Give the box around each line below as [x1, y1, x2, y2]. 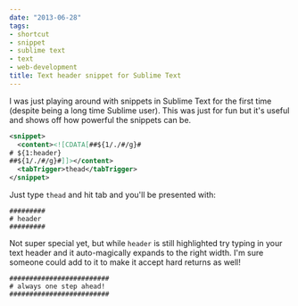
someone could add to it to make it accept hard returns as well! [9, 257, 241, 268]
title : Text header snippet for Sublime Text [9, 71, 181, 80]
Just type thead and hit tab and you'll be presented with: [9, 189, 217, 200]
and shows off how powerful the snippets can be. [9, 114, 192, 125]
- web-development [9, 63, 78, 72]
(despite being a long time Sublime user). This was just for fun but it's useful [9, 104, 290, 116]
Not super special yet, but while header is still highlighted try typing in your [9, 238, 283, 248]
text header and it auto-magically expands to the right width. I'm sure [9, 247, 264, 258]
